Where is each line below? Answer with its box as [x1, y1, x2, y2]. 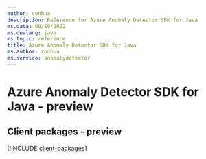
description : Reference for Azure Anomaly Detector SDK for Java [7, 16, 198, 23]
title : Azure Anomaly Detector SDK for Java [7, 42, 137, 49]
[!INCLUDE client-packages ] [7, 144, 87, 152]
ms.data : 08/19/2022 [7, 23, 67, 29]
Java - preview [7, 99, 94, 114]
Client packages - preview [7, 126, 122, 138]
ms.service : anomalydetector [7, 55, 91, 62]
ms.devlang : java [7, 29, 57, 36]
